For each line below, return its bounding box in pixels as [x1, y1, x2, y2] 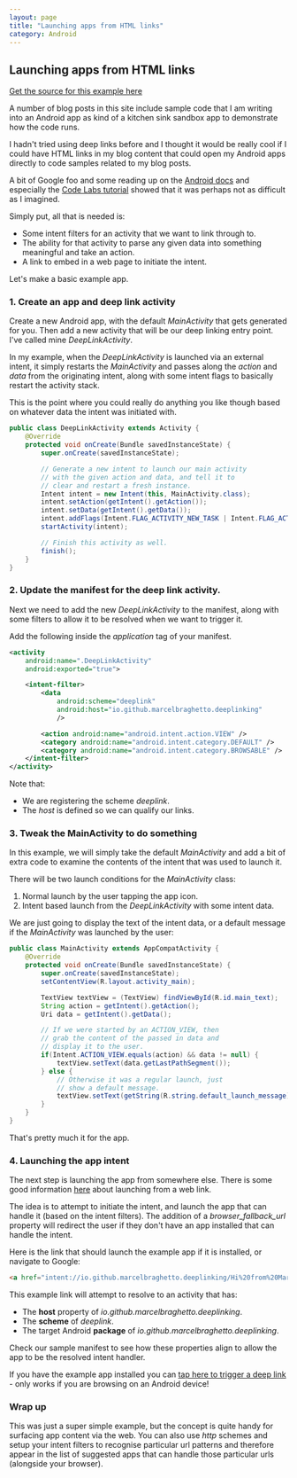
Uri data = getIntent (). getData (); [41, 1010, 172, 1019]
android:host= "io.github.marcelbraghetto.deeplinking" [56, 706, 263, 715]
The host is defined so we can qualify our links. [21, 805, 194, 816]
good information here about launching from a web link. [9, 1185, 212, 1195]
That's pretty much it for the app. [9, 1132, 130, 1143]
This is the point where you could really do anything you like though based [9, 397, 280, 408]
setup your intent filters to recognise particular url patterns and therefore [9, 1440, 274, 1451]
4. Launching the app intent [9, 1154, 130, 1167]
